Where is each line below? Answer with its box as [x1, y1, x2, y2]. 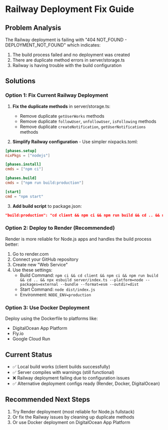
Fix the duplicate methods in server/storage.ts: [12, 103, 111, 109]
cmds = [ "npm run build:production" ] [5, 180, 84, 186]
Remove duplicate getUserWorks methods [19, 113, 104, 119]
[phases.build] [5, 176, 37, 181]
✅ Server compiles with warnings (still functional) [12, 369, 114, 375]
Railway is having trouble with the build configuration [12, 63, 121, 68]
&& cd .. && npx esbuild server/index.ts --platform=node [19, 277, 143, 282]
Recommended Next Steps [5, 395, 90, 404]
